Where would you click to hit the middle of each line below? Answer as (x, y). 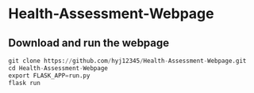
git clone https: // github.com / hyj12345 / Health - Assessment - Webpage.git (127, 61)
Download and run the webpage (89, 43)
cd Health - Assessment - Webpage (58, 68)
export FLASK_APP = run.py (49, 76)
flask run (25, 83)
